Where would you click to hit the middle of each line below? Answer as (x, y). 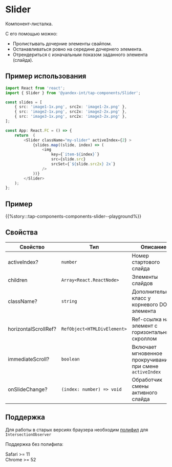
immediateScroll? (29, 359)
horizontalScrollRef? (32, 329)
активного (145, 392)
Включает (144, 347)
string (69, 301)
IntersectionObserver (28, 435)
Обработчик (147, 380)
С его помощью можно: (31, 33)
